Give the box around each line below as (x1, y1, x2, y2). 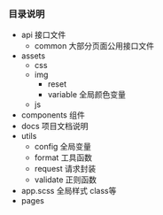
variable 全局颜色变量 (47, 89, 126, 100)
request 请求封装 (34, 164, 97, 174)
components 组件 (20, 110, 85, 120)
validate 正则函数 (34, 174, 97, 185)
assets (20, 50, 46, 61)
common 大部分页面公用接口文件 (34, 41, 155, 51)
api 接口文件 (20, 29, 66, 41)
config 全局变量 (34, 142, 92, 152)
